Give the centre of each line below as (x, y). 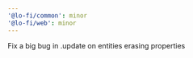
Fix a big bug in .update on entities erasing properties (96, 45)
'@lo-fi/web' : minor (42, 23)
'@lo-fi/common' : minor (48, 15)
